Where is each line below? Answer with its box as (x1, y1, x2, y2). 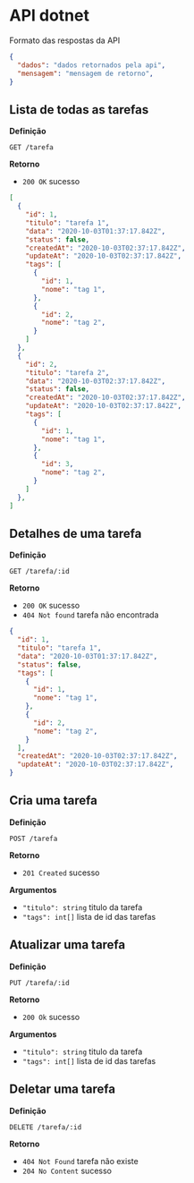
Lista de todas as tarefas (9, 102, 149, 117)
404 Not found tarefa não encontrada (21, 609, 159, 620)
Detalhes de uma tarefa (9, 525, 142, 541)
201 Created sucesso (21, 867, 100, 878)
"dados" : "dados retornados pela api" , (17, 60, 166, 70)
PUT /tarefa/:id (9, 978, 70, 987)
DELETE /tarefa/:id (9, 1122, 82, 1132)
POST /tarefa (9, 834, 58, 843)
